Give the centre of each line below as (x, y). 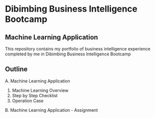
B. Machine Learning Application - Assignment (52, 110)
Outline (16, 69)
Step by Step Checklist (35, 95)
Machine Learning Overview (40, 90)
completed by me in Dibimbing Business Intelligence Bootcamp (68, 54)
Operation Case (28, 101)
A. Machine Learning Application (38, 81)
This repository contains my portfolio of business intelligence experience (78, 49)
